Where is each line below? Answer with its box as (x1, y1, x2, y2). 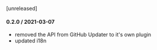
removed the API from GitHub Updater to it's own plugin (14, 31, 152, 38)
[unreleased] (6, 5, 37, 12)
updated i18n (14, 37, 47, 44)
